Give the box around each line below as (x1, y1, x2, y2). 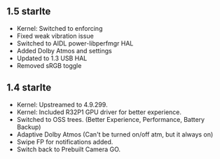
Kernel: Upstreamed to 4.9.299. (16, 100, 108, 109)
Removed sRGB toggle (16, 61, 82, 69)
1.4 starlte (6, 82, 52, 94)
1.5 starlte (6, 6, 51, 18)
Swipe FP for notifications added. (16, 137, 114, 146)
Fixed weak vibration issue (16, 32, 94, 40)
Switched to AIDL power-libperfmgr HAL (16, 39, 134, 48)
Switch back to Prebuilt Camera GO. (16, 145, 121, 153)
